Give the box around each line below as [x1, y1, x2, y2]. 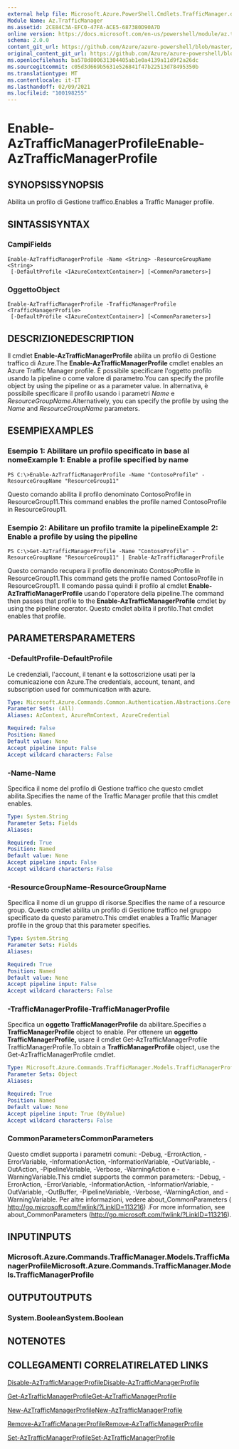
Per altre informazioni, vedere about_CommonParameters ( [59, 1195, 232, 1204]
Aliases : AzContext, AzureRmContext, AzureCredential [7, 712, 171, 719]
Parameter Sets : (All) [7, 705, 75, 712]
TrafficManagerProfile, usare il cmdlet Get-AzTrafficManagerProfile [7, 1035, 208, 1044]
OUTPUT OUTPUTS [7, 1292, 92, 1304]
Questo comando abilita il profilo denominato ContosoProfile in [7, 490, 191, 498]
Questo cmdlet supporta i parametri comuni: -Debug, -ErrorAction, [7, 1150, 203, 1158]
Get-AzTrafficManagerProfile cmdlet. [7, 1050, 116, 1059]
